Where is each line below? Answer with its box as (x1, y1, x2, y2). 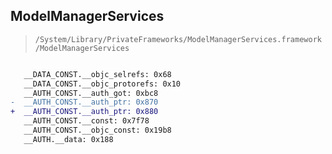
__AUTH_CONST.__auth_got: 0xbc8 (23, 88, 159, 98)
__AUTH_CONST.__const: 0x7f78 (23, 116, 150, 126)
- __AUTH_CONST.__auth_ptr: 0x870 (10, 97, 159, 108)
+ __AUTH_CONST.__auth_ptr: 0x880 (10, 107, 159, 117)
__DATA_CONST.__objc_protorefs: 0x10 (23, 79, 182, 89)
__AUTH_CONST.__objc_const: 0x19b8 (23, 125, 172, 136)
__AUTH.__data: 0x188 (23, 134, 114, 144)
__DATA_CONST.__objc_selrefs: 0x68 (23, 69, 172, 79)
